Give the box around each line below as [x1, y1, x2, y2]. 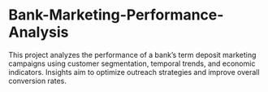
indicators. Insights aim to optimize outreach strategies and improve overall [8, 67, 260, 77]
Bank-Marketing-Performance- [8, 6, 224, 24]
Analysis [8, 23, 69, 42]
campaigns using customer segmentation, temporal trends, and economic [8, 59, 256, 68]
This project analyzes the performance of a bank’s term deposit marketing [8, 50, 257, 59]
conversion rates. [8, 76, 67, 85]
